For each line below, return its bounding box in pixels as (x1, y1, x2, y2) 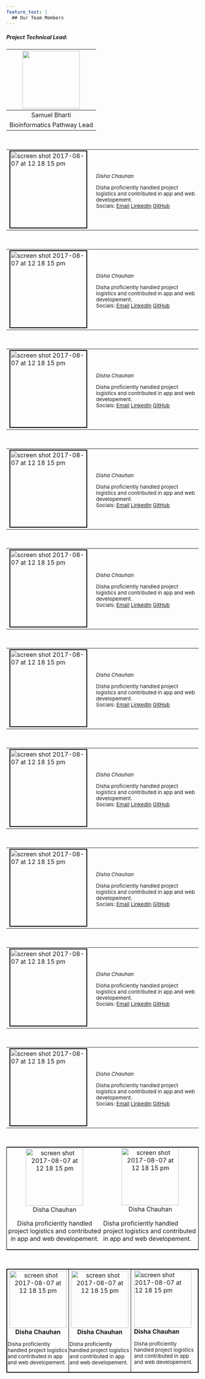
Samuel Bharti (31, 111, 71, 119)
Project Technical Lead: (6, 34, 68, 41)
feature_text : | (6, 9, 48, 15)
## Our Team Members (12, 15, 64, 21)
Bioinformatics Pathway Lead (9, 120, 93, 129)
